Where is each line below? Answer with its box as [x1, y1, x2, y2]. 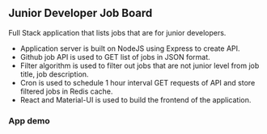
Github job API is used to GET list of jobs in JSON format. [19, 52, 210, 61]
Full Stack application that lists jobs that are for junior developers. [8, 27, 227, 37]
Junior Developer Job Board [8, 6, 153, 20]
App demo [8, 115, 50, 126]
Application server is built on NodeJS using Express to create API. [19, 44, 240, 53]
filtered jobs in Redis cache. [19, 86, 113, 96]
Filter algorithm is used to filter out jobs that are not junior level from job [19, 61, 260, 70]
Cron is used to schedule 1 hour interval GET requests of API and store [19, 77, 256, 87]
